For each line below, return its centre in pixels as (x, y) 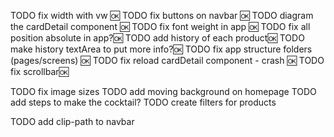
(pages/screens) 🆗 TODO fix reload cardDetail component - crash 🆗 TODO (167, 60)
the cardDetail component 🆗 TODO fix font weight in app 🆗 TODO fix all (160, 26)
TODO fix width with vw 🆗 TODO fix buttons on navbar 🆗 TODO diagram (162, 15)
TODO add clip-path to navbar (72, 121)
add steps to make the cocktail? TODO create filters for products (143, 102)
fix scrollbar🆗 (39, 71)
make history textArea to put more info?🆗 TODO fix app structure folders (161, 49)
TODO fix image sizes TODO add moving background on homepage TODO (163, 91)
